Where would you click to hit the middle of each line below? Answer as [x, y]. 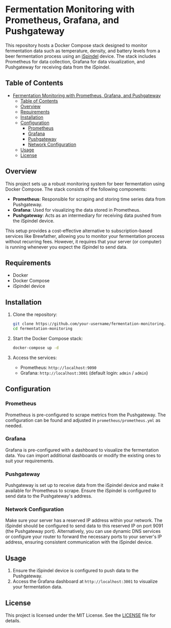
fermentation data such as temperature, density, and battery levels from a [83, 51]
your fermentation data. [38, 587]
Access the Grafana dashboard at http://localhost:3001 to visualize [85, 581]
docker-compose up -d [35, 348]
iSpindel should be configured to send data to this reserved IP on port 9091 [84, 526]
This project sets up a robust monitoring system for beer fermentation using [85, 184]
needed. [14, 425]
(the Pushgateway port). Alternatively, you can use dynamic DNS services [83, 531]
